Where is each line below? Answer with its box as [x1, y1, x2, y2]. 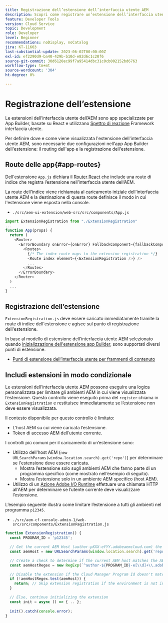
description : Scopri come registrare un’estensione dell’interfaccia [5, 12, 153, 17]
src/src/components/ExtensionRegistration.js [12, 522, 109, 527]
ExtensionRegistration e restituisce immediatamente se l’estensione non [5, 400, 155, 406]
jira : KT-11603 [5, 45, 37, 50]
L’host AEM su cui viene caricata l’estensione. [12, 425, 107, 431]
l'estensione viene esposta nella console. [5, 199, 90, 205]
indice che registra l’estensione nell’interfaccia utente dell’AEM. [5, 179, 135, 185]
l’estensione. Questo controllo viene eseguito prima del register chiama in [5, 395, 158, 401]
